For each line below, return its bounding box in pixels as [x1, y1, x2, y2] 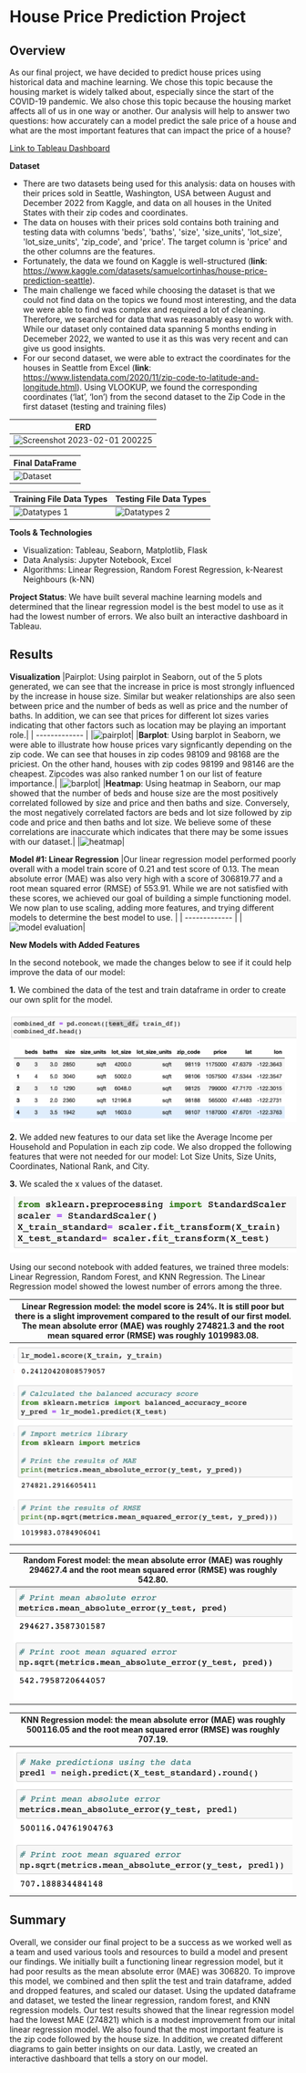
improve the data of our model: [9, 966, 126, 977]
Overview [9, 43, 66, 58]
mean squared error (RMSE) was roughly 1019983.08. [46, 1330, 260, 1341]
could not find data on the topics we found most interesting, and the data [22, 295, 297, 305]
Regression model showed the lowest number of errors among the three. [9, 1280, 282, 1292]
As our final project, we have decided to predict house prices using [9, 67, 261, 78]
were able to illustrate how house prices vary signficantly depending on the [9, 739, 292, 750]
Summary [9, 1912, 66, 1928]
